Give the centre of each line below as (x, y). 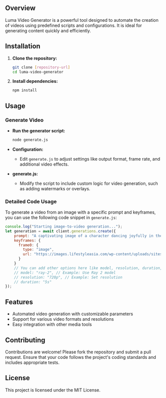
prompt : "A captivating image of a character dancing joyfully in (84, 236)
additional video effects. (44, 164)
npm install (24, 90)
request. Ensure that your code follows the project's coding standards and (81, 357)
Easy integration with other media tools (52, 325)
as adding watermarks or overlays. (55, 188)
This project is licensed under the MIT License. (53, 390)
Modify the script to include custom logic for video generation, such (89, 183)
